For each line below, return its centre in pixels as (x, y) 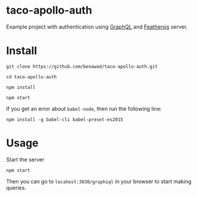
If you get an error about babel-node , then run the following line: (84, 109)
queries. (16, 188)
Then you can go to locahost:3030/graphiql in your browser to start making (99, 181)
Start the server (25, 159)
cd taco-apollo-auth (32, 77)
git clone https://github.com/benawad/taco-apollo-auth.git (82, 66)
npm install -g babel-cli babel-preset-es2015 (65, 119)
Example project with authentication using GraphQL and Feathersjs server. (97, 27)
